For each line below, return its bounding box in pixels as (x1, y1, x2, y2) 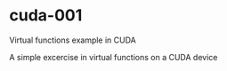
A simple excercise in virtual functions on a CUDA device (9, 51, 218, 62)
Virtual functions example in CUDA (9, 35, 136, 45)
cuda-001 (9, 5, 83, 26)
